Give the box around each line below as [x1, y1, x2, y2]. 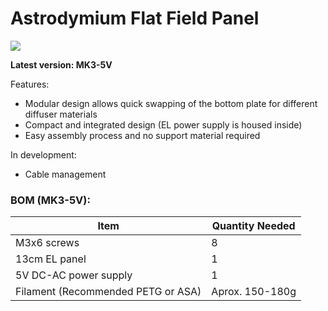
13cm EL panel [15, 252, 87, 266]
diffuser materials [24, 108, 98, 120]
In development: [10, 148, 77, 161]
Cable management [24, 168, 107, 180]
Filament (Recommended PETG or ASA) [15, 285, 202, 299]
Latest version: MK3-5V [10, 58, 113, 71]
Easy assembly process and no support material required [24, 129, 261, 141]
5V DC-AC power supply [15, 268, 133, 282]
